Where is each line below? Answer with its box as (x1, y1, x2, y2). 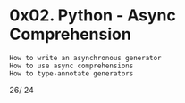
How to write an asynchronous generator (9, 53, 163, 62)
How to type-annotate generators (9, 68, 134, 78)
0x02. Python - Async (9, 5, 176, 26)
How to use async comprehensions (9, 61, 134, 70)
